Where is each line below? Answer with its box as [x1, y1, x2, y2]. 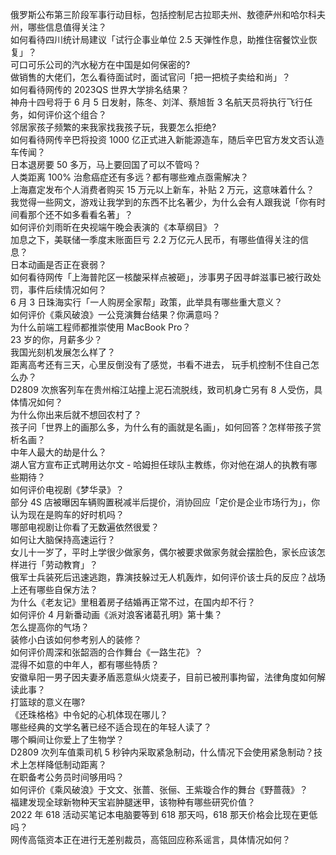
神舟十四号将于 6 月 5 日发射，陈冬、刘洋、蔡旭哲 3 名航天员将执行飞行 [10, 96, 305, 108]
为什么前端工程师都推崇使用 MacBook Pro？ [10, 321, 192, 333]
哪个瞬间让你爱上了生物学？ [10, 734, 125, 745]
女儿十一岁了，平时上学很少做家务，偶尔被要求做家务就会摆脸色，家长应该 [10, 546, 317, 558]
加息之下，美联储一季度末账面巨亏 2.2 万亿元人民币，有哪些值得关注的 [10, 234, 300, 245]
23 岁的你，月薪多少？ [10, 334, 103, 345]
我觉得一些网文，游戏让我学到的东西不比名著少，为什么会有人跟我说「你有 [10, 196, 317, 208]
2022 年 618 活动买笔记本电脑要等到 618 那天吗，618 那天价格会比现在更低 [10, 809, 318, 820]
